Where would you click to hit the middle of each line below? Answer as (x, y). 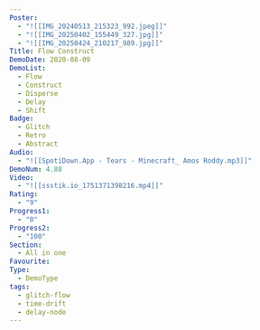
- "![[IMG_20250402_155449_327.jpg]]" (91, 34)
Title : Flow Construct (52, 52)
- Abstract (38, 144)
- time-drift (42, 304)
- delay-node (42, 312)
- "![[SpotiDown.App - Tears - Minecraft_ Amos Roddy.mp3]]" (135, 160)
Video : (22, 177)
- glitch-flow (44, 295)
